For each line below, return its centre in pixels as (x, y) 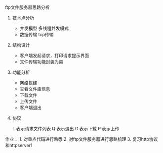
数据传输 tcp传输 (37, 34)
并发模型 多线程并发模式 (44, 28)
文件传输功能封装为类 (41, 62)
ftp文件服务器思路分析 (27, 7)
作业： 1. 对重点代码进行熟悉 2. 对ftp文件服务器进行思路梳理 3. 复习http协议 (81, 139)
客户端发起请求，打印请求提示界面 (54, 55)
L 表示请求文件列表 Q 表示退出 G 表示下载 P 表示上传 (66, 128)
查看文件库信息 (35, 89)
